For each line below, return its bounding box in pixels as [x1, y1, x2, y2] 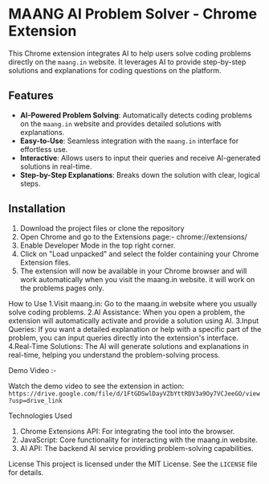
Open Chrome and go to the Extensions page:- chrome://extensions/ [19, 232, 247, 241]
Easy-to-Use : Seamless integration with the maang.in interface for [19, 136, 239, 146]
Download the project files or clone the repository [19, 223, 185, 233]
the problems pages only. [19, 283, 104, 293]
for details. [8, 467, 44, 477]
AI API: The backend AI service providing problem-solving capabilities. [19, 443, 255, 453]
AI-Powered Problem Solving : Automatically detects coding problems [19, 110, 253, 120]
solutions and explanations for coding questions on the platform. [8, 65, 222, 75]
